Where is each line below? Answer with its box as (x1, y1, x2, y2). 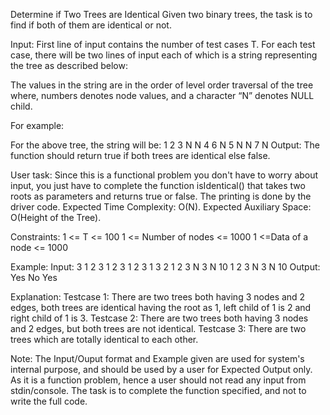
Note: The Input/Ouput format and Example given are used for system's (10, 353, 305, 364)
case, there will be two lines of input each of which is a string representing (10, 49, 318, 61)
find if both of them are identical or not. (10, 19, 172, 31)
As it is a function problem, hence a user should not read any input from (10, 374, 307, 386)
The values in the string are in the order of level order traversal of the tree (10, 79, 314, 91)
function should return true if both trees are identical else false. (10, 150, 271, 161)
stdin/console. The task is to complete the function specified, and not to (10, 385, 307, 396)
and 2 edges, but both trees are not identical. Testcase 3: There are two (10, 323, 307, 334)
